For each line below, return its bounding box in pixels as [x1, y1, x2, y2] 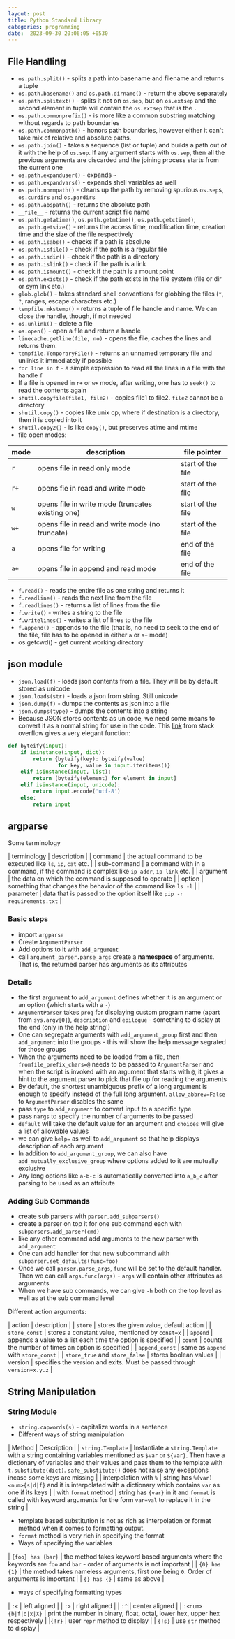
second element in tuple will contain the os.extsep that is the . [17, 104, 197, 113]
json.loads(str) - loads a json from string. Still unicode [17, 691, 179, 700]
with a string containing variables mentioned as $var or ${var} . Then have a [8, 1451, 225, 1459]
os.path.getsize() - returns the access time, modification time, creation [17, 223, 226, 231]
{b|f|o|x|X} [8, 1610, 43, 1618]
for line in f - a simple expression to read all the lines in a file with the [17, 364, 226, 373]
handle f [17, 371, 43, 380]
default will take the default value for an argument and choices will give [17, 1120, 225, 1128]
